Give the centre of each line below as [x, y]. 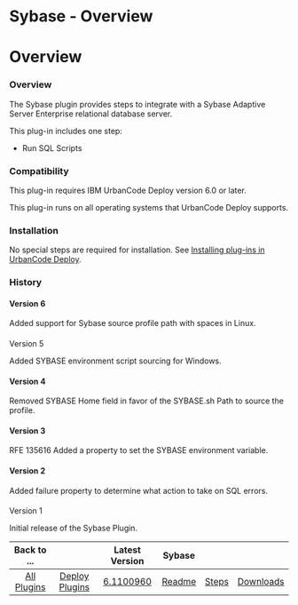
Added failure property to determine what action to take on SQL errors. [139, 490]
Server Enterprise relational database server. [91, 114]
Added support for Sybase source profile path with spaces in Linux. [133, 323]
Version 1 [26, 511]
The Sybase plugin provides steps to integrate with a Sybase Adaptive [137, 104]
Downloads [261, 582]
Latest [128, 550]
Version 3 [27, 430]
